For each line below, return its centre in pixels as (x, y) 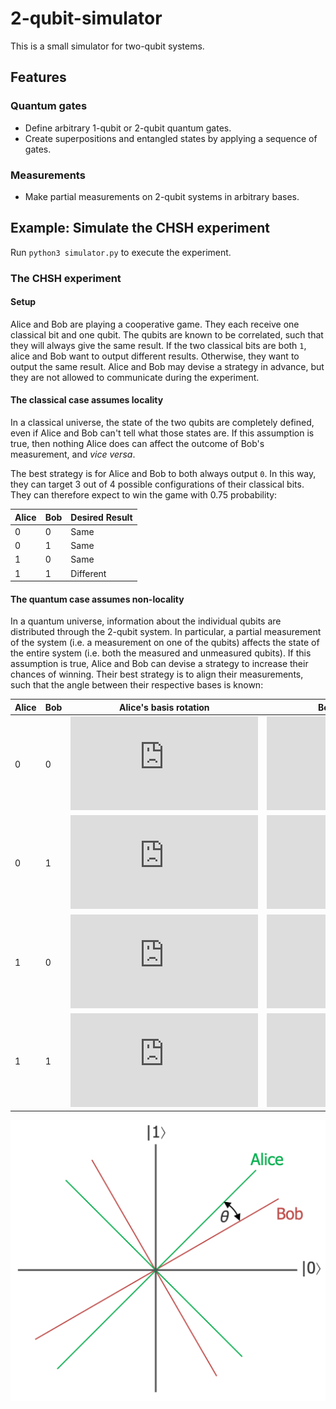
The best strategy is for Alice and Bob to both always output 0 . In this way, (163, 474)
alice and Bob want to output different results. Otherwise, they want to (155, 356)
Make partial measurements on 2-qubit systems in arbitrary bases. (162, 196)
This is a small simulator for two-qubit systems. (107, 46)
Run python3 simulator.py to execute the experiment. (121, 252)
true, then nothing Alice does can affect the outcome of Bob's (137, 444)
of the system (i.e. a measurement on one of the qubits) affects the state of (165, 643)
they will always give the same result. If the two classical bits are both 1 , (158, 345)
